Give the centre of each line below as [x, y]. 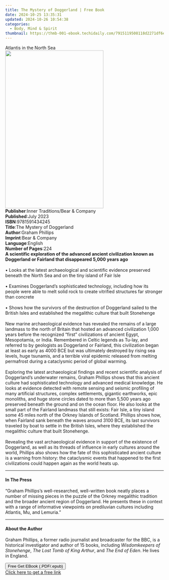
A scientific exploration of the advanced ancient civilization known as [80, 254]
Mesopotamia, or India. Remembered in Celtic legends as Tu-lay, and [77, 340]
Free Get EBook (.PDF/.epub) [35, 566]
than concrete [20, 297]
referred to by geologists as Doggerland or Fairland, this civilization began [82, 345]
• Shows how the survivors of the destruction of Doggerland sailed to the [81, 308]
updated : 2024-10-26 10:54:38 [37, 19]
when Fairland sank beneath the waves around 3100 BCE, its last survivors [82, 420]
